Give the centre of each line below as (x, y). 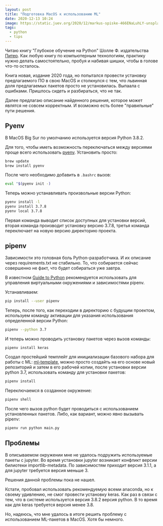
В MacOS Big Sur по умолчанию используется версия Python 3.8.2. (74, 138)
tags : (10, 28)
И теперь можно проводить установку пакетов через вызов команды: (78, 339)
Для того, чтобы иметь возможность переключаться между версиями (79, 147)
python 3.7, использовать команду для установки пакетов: (65, 372)
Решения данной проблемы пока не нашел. (50, 480)
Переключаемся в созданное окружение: (49, 391)
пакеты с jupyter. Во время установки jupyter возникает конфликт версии (81, 460)
